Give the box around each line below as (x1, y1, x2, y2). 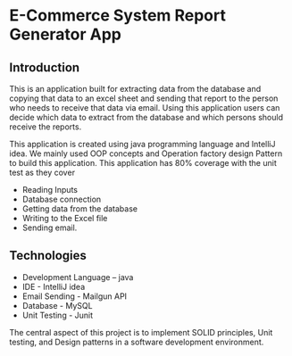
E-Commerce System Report (9, 5, 226, 26)
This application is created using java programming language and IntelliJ (9, 139, 276, 149)
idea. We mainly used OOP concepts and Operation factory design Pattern (9, 148, 283, 159)
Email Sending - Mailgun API (21, 291, 128, 302)
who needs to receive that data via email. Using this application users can (9, 103, 280, 112)
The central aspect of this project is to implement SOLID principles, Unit (9, 327, 273, 337)
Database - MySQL (21, 300, 93, 310)
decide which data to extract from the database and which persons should (9, 112, 284, 122)
